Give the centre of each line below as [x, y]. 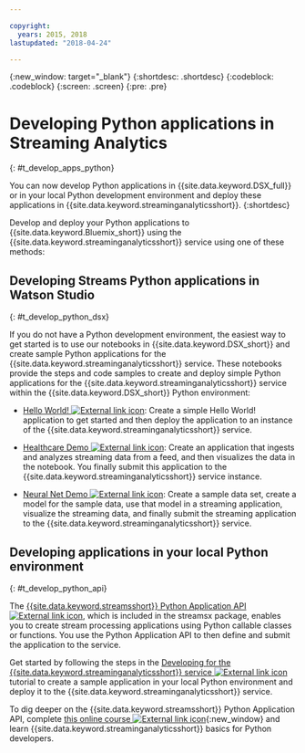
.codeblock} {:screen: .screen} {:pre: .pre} [88, 87]
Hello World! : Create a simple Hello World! [139, 411]
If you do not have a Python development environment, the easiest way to [148, 335]
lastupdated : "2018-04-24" [61, 43]
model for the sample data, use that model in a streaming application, [152, 504]
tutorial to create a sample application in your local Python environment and [151, 682]
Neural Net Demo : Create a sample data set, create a [159, 495]
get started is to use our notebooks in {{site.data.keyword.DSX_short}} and [150, 344]
